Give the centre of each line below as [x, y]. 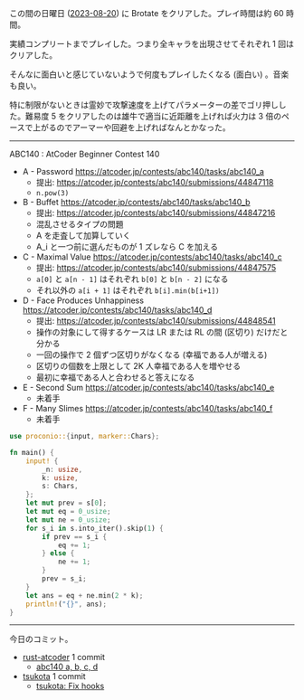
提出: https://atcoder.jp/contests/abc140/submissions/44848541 [156, 321]
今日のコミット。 [41, 639]
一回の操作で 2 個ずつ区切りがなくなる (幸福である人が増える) [152, 355]
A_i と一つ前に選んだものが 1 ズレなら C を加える [127, 246]
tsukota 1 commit [54, 676]
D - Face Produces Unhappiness [83, 300]
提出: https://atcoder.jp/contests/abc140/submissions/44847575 [156, 268]
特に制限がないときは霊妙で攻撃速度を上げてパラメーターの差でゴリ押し [144, 105]
